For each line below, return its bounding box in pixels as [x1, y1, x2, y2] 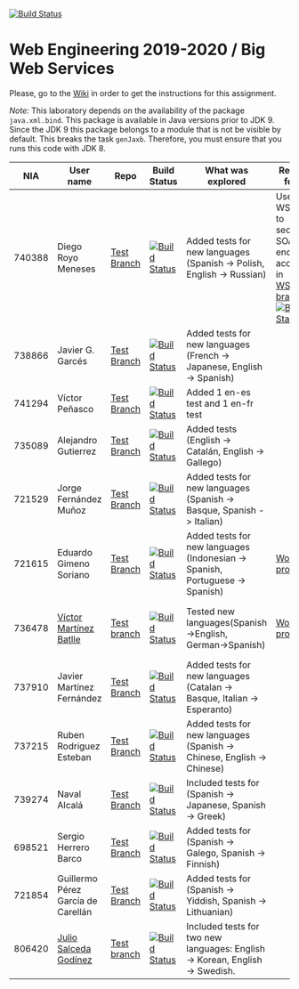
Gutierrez [57, 445, 97, 458]
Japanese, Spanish [186, 798, 266, 811]
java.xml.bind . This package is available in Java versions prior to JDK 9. [9, 114, 275, 125]
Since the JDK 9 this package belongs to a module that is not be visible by [9, 124, 282, 134]
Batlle [57, 633, 82, 645]
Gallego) [186, 456, 222, 468]
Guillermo [57, 872, 98, 885]
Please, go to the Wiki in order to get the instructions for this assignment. [9, 87, 278, 98]
